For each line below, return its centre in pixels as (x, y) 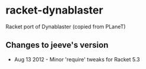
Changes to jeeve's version (57, 45)
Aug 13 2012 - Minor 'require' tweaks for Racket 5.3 (77, 59)
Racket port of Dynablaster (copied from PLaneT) (66, 27)
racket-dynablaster (54, 10)
